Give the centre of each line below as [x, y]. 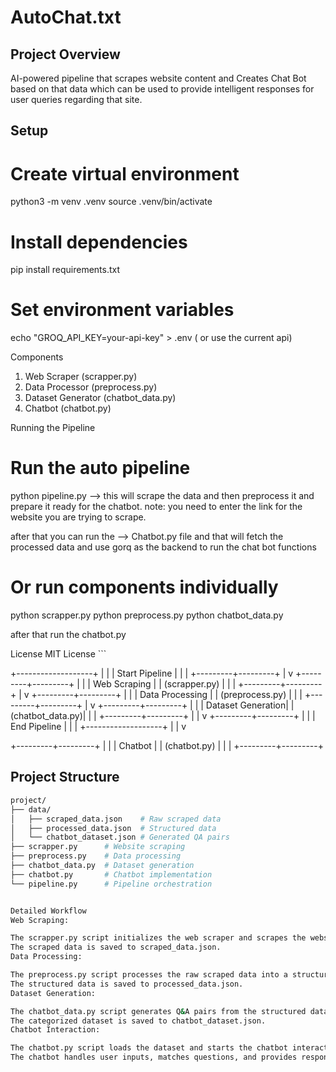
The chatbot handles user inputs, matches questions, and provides [154, 1057]
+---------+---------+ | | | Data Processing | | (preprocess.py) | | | [167, 695]
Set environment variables [122, 310]
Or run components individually [144, 587]
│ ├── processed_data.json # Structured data [113, 828]
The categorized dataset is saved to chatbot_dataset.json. [138, 1021]
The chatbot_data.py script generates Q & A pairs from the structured [158, 1011]
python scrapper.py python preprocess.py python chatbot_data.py [147, 615]
